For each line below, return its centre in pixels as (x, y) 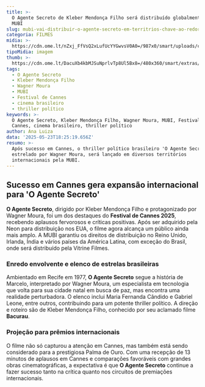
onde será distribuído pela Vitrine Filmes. (58, 248)
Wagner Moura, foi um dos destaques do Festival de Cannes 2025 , (91, 216)
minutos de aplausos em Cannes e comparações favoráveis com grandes (99, 358)
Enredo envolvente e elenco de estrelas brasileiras (83, 264)
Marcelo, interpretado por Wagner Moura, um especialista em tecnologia (98, 284)
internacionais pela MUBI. (46, 160)
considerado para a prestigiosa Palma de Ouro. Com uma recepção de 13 (99, 352)
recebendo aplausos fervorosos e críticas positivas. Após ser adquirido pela (102, 222)
